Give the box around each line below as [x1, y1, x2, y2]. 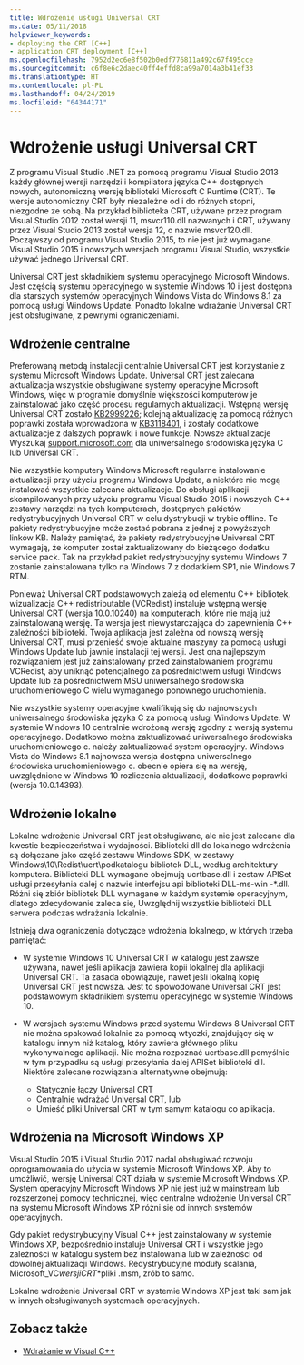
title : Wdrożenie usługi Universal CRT [9, 13, 161, 23]
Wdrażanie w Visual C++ [22, 1345, 115, 1356]
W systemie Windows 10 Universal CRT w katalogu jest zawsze [22, 952, 260, 963]
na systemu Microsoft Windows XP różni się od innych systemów [9, 1202, 253, 1212]
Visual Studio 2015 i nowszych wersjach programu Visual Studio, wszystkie [9, 244, 290, 255]
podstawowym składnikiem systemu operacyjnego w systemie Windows [22, 991, 293, 1002]
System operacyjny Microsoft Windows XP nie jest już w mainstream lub [9, 1182, 279, 1193]
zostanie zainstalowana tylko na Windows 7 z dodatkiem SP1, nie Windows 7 [9, 561, 296, 572]
